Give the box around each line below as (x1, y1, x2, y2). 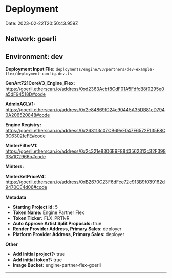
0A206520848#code (5, 112, 50, 118)
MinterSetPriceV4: (5, 174, 46, 180)
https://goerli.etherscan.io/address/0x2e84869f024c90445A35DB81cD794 (5, 106, 165, 113)
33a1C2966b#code (5, 154, 46, 160)
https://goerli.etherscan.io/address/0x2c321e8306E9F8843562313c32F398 (5, 148, 166, 154)
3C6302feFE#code (5, 133, 46, 139)
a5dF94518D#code (5, 91, 46, 97)
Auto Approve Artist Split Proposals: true (12, 221, 102, 227)
